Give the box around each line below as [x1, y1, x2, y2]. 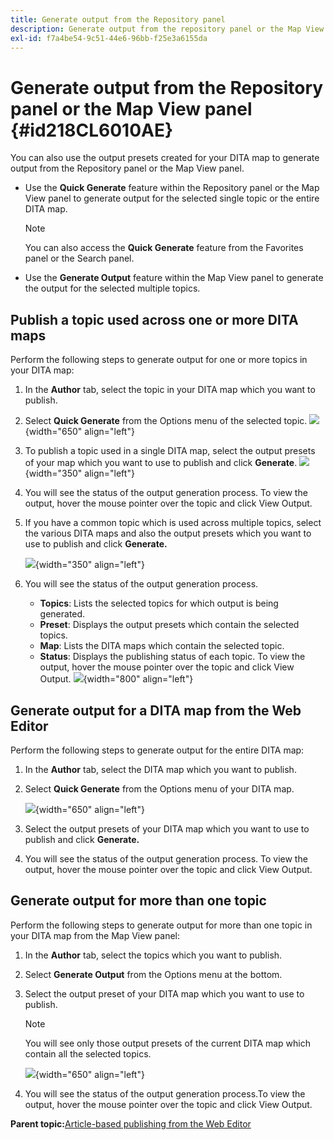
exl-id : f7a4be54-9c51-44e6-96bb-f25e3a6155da [10, 33, 208, 43]
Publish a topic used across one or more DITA [10, 311, 299, 328]
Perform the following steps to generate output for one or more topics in [10, 354, 308, 366]
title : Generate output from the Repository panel [10, 14, 226, 25]
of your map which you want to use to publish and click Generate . [24, 457, 298, 469]
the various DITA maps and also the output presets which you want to [24, 527, 312, 540]
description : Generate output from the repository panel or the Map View [10, 24, 325, 34]
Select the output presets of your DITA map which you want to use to [24, 822, 310, 835]
